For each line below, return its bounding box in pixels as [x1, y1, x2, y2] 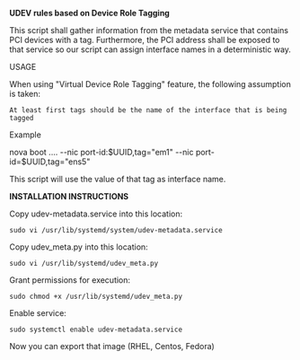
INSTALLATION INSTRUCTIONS [9, 191, 129, 201]
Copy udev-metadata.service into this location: [9, 208, 182, 219]
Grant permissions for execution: [9, 275, 131, 285]
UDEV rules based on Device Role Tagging [9, 8, 171, 18]
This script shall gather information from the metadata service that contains [9, 25, 289, 35]
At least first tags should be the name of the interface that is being [9, 106, 287, 115]
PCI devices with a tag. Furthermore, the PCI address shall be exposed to [9, 35, 280, 45]
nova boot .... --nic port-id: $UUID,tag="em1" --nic [9, 147, 194, 157]
